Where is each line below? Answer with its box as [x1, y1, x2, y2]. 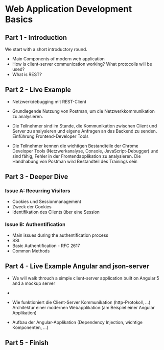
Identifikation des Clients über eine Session [12, 209, 100, 215]
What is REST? [12, 72, 42, 77]
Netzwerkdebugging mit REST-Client [12, 99, 87, 104]
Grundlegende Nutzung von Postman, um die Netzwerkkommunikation [12, 108, 155, 114]
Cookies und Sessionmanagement [12, 199, 82, 204]
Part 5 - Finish [5, 339, 49, 347]
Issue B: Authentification [5, 221, 66, 228]
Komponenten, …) [12, 325, 49, 330]
